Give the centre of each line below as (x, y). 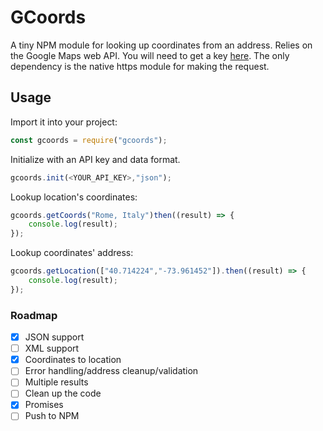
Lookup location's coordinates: (74, 197)
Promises (44, 405)
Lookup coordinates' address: (72, 253)
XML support (52, 348)
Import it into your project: (64, 122)
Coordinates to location (73, 360)
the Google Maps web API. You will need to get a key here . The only (150, 55)
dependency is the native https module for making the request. (140, 66)
